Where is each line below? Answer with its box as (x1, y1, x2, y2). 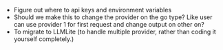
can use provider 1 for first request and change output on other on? (13, 21, 204, 28)
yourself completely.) (13, 35, 74, 43)
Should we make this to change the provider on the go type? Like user (13, 13, 213, 21)
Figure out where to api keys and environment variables (13, 6, 172, 14)
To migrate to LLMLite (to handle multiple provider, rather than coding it (13, 27, 217, 36)
